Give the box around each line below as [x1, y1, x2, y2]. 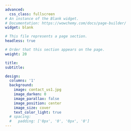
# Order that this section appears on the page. [5, 47, 105, 52]
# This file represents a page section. [5, 34, 88, 39]
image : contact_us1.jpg [14, 87, 62, 92]
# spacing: [9, 115, 31, 119]
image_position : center [14, 100, 62, 106]
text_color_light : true [14, 110, 62, 115]
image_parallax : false [14, 96, 59, 101]
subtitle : [5, 65, 25, 70]
